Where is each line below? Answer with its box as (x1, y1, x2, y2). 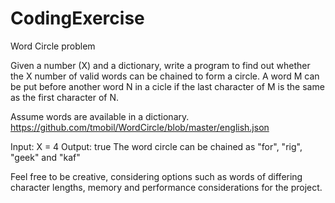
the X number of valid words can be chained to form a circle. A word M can (10, 70, 320, 82)
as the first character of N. (10, 91, 120, 103)
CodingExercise (10, 7, 145, 30)
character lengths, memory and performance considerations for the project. (10, 181, 323, 193)
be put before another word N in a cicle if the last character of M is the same (10, 80, 325, 92)
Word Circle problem (10, 40, 96, 52)
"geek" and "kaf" (10, 151, 81, 163)
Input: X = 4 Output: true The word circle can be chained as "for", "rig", (10, 140, 303, 152)
